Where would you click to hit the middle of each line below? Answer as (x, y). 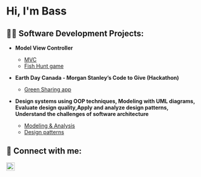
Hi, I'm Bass (37, 11)
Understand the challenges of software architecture (82, 114)
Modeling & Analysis (50, 126)
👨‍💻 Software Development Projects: (75, 34)
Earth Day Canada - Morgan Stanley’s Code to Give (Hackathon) (97, 78)
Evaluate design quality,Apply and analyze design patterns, (92, 108)
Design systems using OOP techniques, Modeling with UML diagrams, (105, 101)
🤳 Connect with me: (44, 151)
